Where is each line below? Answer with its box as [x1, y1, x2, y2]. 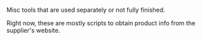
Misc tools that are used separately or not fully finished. [6, 6, 165, 14]
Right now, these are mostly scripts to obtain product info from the [6, 19, 196, 27]
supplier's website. [6, 27, 60, 34]
